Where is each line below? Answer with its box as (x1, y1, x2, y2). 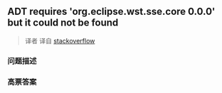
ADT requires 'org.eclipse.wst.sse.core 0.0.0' (7, 6, 216, 18)
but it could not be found (7, 17, 119, 29)
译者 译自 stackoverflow (24, 36, 95, 45)
